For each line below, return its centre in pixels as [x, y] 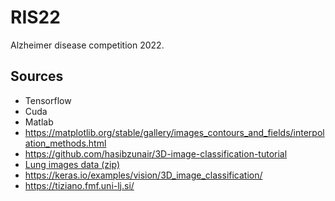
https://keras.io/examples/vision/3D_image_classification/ [143, 175]
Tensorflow [48, 100]
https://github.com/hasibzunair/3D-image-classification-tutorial [156, 153]
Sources [37, 76]
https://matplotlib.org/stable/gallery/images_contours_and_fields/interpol [174, 132]
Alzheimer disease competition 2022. [87, 45]
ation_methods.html [65, 143]
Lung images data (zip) [72, 164]
